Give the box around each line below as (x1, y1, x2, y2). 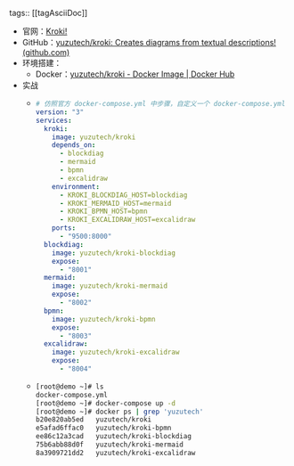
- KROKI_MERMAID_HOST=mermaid (59, 199, 172, 208)
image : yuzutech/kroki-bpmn (52, 315, 156, 323)
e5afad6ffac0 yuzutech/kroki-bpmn (35, 423, 172, 433)
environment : (52, 182, 101, 191)
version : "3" (35, 107, 85, 117)
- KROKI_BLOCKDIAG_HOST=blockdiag (59, 191, 188, 200)
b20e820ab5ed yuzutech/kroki (35, 415, 152, 424)
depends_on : (52, 141, 96, 150)
